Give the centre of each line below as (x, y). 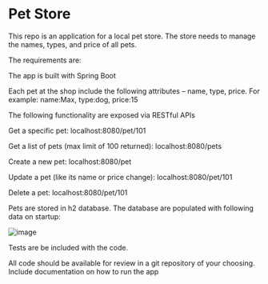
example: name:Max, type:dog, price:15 (73, 99)
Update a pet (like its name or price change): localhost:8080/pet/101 (120, 177)
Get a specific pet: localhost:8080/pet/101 (77, 130)
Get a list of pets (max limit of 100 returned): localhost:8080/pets (115, 146)
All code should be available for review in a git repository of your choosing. (132, 263)
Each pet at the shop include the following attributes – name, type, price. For (134, 91)
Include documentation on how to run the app (84, 271)
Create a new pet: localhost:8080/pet (70, 162)
